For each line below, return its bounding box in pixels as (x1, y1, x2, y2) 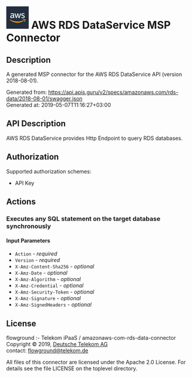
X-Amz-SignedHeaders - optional (14, 301, 92, 308)
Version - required (14, 257, 60, 264)
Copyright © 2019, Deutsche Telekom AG (6, 340, 108, 347)
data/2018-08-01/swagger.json (6, 95, 83, 102)
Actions (6, 197, 36, 207)
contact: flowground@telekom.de (6, 347, 89, 354)
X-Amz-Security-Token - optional (14, 288, 95, 295)
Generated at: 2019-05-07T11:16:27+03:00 (6, 102, 111, 108)
